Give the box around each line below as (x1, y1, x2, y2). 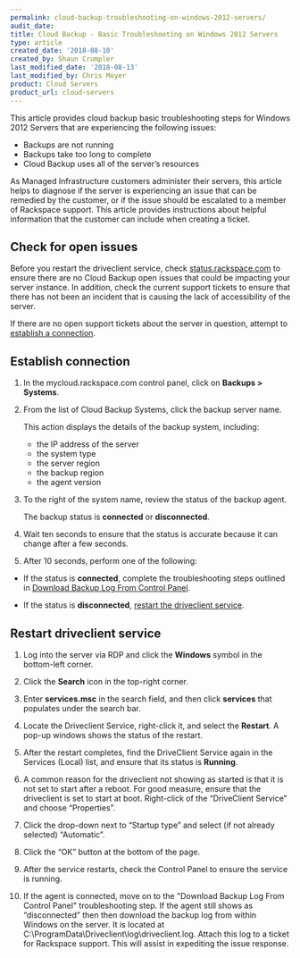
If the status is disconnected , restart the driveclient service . (22, 600, 245, 610)
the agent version (36, 477, 102, 488)
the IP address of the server (36, 439, 139, 450)
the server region (36, 458, 101, 469)
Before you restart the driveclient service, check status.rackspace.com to (10, 263, 280, 273)
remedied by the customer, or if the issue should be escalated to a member (10, 194, 287, 206)
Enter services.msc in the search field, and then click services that (22, 693, 272, 704)
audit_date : (10, 21, 54, 30)
